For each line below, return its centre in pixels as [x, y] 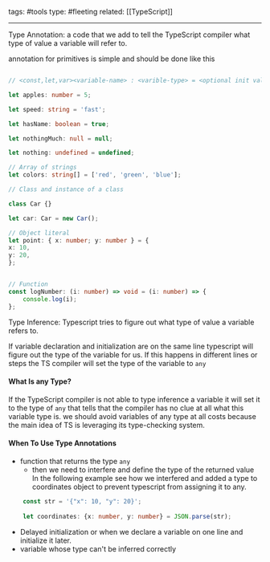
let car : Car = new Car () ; [53, 218]
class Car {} [30, 204]
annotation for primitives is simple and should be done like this [112, 59]
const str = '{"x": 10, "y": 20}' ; [82, 501]
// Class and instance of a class [66, 189]
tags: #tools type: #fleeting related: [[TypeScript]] [90, 12]
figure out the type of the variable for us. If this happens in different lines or [133, 354]
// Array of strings [43, 168]
